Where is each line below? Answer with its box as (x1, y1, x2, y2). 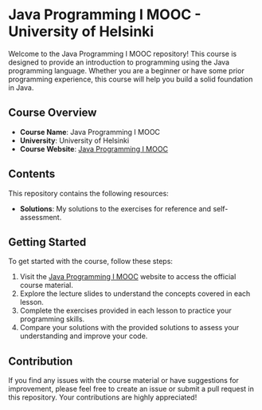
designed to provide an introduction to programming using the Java (8, 57, 229, 67)
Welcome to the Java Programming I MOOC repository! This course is (8, 49, 237, 58)
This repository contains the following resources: (8, 188, 169, 198)
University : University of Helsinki (19, 136, 130, 145)
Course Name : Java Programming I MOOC (19, 127, 161, 136)
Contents (8, 168, 56, 181)
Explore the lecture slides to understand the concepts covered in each (19, 289, 251, 298)
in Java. (8, 82, 34, 93)
